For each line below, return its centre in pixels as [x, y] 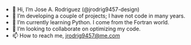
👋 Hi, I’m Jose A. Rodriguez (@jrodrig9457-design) [76, 9]
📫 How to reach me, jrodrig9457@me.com [66, 36]
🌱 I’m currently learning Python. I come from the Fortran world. [91, 22]
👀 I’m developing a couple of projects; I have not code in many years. [99, 16]
